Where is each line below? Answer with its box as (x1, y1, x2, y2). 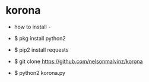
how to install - (14, 23, 51, 30)
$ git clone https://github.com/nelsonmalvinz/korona (14, 58, 143, 65)
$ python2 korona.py (14, 69, 66, 76)
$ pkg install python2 (14, 34, 66, 42)
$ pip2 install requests (14, 46, 69, 53)
